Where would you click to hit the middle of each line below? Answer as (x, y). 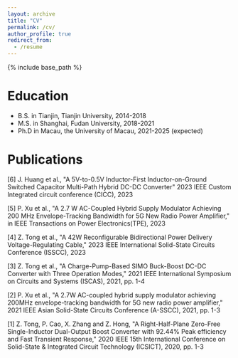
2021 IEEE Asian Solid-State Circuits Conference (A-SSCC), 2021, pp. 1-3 (114, 310)
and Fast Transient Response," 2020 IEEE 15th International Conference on (117, 339)
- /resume (28, 47)
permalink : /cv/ (31, 27)
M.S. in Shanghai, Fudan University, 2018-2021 (86, 123)
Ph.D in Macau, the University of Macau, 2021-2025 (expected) (110, 131)
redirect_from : (30, 41)
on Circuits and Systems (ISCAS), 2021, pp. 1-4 (76, 281)
